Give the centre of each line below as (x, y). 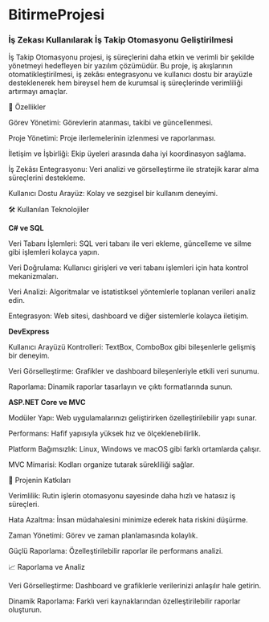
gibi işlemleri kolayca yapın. (54, 252)
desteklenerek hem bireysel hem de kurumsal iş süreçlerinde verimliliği (126, 83)
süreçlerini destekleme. (47, 178)
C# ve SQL (26, 228)
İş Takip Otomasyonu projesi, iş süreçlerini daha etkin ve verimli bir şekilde (131, 57)
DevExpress (29, 332)
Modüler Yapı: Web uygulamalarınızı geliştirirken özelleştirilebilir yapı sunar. (132, 418)
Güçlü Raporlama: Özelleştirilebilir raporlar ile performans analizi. (116, 551)
